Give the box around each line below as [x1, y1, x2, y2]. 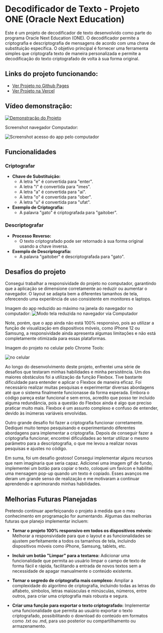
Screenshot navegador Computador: [5, 124, 79, 130]
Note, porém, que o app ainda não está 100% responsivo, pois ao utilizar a [5, 320, 154, 326]
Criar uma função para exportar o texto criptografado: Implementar [12, 602, 150, 609]
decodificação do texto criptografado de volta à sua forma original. [5, 55, 140, 61]
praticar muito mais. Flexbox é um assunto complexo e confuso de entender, [5, 405, 159, 411]
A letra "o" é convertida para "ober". [19, 194, 92, 200]
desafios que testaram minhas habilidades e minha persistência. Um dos [5, 369, 151, 375]
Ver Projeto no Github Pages [12, 83, 69, 89]
